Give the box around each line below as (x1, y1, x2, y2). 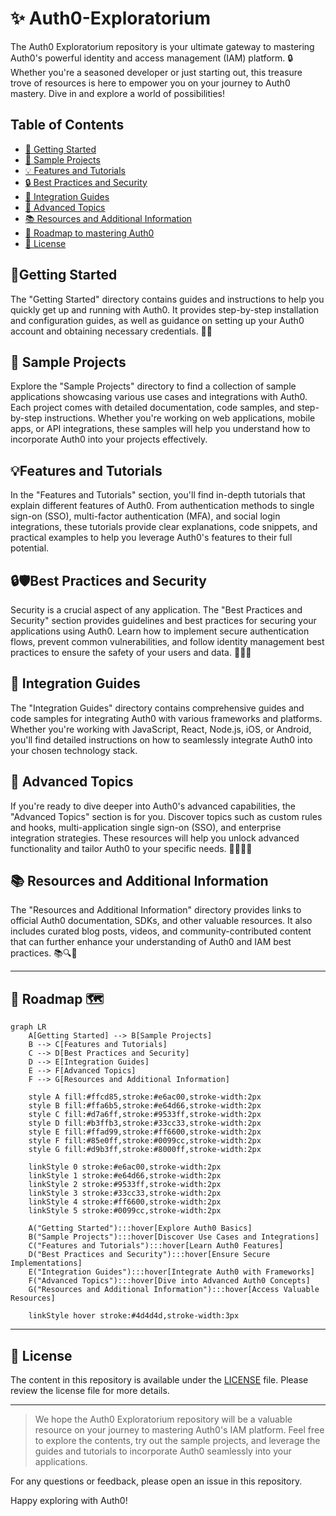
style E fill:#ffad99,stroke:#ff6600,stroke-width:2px (28, 1127, 262, 1137)
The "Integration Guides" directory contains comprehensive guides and (10, 702, 305, 714)
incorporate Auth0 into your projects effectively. (10, 433, 208, 446)
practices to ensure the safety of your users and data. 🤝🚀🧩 (10, 647, 252, 658)
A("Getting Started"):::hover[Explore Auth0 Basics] (28, 1223, 253, 1234)
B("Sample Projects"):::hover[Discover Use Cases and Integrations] (28, 1232, 320, 1242)
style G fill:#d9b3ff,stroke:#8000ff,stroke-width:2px (28, 1145, 262, 1155)
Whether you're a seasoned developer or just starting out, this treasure (10, 66, 303, 78)
